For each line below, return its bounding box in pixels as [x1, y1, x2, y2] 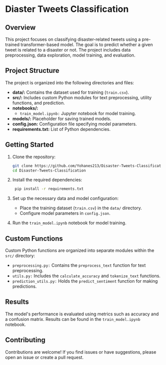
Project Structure [5, 66, 59, 75]
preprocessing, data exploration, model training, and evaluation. [5, 52, 136, 58]
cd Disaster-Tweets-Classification [12, 168, 86, 173]
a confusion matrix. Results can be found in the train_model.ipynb [5, 316, 140, 322]
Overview [5, 23, 36, 32]
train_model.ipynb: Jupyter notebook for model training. [19, 110, 136, 116]
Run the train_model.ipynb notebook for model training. [12, 220, 126, 226]
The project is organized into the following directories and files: [5, 79, 134, 85]
